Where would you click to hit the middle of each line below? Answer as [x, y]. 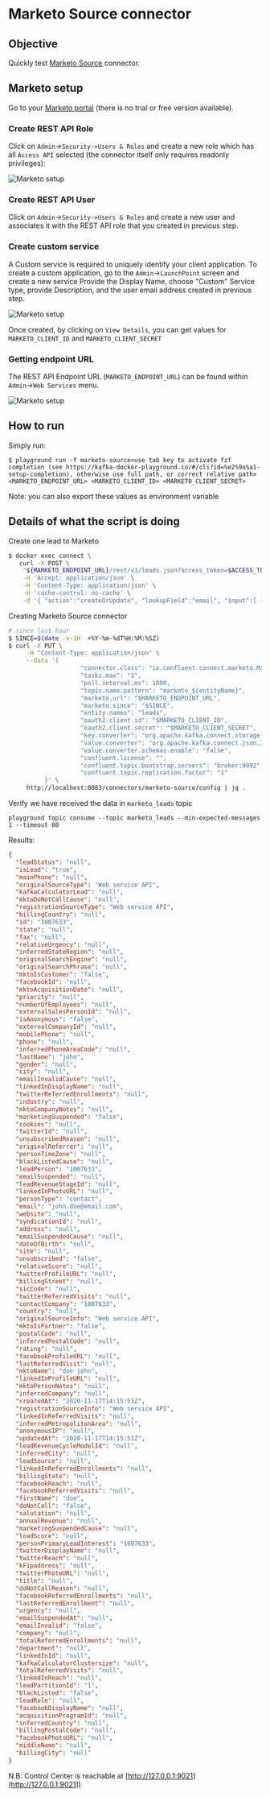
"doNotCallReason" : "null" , [63, 1588]
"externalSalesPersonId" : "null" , [73, 1012]
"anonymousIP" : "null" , [55, 1431]
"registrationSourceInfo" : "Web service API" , [95, 1409]
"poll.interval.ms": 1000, [125, 683]
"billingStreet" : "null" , [59, 1281]
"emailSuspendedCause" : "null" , [70, 1237]
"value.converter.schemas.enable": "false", [155, 750]
